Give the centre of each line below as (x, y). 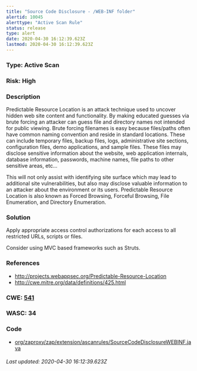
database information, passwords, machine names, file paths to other (90, 160)
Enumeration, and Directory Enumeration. (56, 202)
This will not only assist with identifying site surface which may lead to (91, 177)
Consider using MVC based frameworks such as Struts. (73, 248)
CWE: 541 (20, 297)
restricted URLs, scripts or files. (44, 237)
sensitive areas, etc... (32, 166)
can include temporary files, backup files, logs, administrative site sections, (97, 141)
